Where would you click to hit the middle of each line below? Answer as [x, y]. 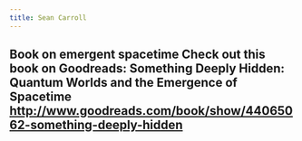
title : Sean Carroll [49, 18]
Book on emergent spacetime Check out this [137, 55]
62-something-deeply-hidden [96, 125]
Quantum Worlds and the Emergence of [123, 83]
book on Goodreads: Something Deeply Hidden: [147, 69]
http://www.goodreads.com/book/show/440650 [151, 111]
